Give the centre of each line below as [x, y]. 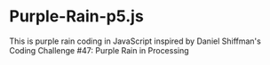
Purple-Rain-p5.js [76, 16]
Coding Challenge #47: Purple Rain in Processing [99, 50]
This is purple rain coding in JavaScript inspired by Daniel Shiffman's [135, 41]
